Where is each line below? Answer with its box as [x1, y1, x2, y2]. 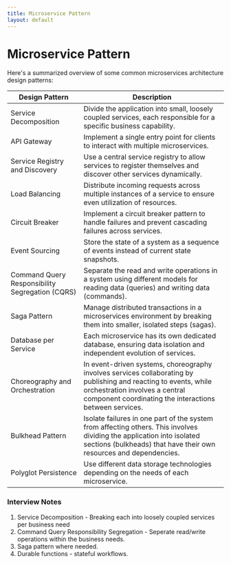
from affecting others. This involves [83, 423, 198, 432]
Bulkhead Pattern [10, 431, 67, 440]
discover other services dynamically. [83, 169, 203, 179]
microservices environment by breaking [83, 311, 212, 321]
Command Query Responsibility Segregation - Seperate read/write [16, 527, 206, 535]
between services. [83, 403, 143, 412]
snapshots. [83, 255, 119, 264]
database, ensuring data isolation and [83, 340, 205, 350]
